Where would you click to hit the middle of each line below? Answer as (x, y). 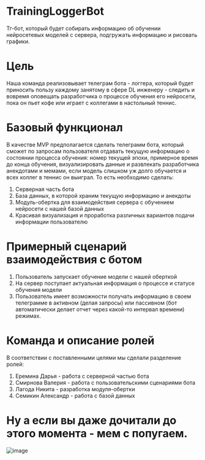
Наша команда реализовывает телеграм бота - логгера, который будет (100, 83)
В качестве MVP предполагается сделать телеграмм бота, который (95, 144)
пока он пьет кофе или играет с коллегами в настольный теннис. (91, 103)
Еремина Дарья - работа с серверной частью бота (82, 376)
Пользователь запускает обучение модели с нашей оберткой (96, 276)
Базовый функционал (65, 128)
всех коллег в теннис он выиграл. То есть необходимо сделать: (90, 177)
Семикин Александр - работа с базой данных (75, 396)
